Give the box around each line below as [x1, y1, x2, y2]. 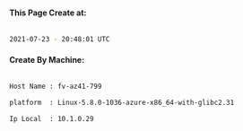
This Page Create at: [9, 7, 87, 18]
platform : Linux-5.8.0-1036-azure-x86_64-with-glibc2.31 [9, 99, 235, 108]
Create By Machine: [9, 54, 85, 65]
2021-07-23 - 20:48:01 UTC [9, 35, 110, 44]
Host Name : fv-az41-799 [9, 82, 102, 92]
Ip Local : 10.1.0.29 [9, 115, 94, 124]
